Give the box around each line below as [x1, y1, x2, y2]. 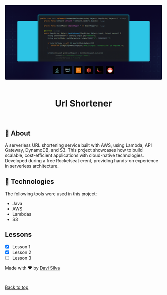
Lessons [5, 230, 32, 239]
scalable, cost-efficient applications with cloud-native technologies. [5, 152, 144, 158]
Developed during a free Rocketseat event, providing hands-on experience [5, 157, 158, 163]
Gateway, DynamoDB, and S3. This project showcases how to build [5, 147, 143, 153]
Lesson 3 [12, 255, 31, 261]
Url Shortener [55, 98, 112, 109]
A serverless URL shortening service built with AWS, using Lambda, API [5, 142, 152, 148]
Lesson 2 [12, 249, 31, 255]
